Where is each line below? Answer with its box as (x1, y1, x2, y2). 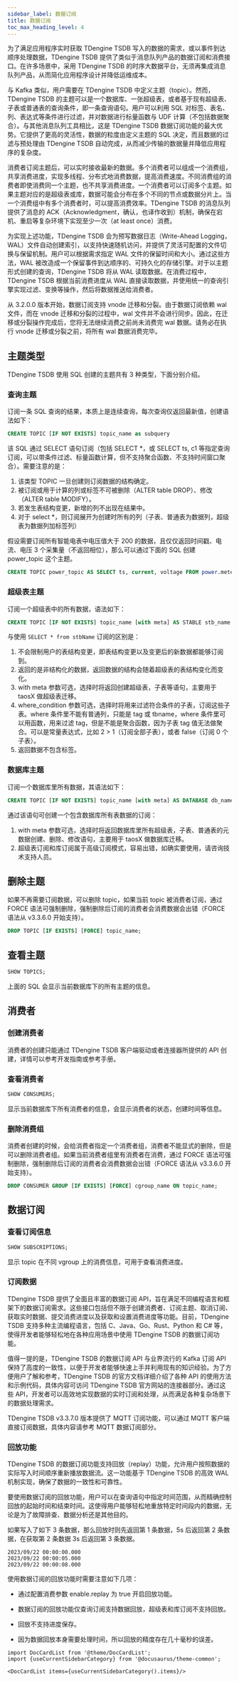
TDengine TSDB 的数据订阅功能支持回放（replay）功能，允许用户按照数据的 (7, 1460, 230, 1468)
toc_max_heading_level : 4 (7, 23, 84, 31)
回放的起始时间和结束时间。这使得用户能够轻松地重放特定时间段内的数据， (7, 1502, 225, 1510)
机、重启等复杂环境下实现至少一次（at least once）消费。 (7, 216, 176, 225)
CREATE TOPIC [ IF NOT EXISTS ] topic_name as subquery (7, 430, 171, 438)
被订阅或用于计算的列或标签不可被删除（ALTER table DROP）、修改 (17, 486, 213, 495)
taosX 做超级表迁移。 (17, 692, 80, 701)
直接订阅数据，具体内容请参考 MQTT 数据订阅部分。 (7, 1422, 160, 1431)
